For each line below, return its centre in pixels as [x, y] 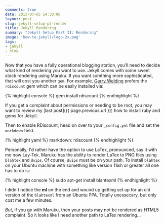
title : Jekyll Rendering [31, 28]
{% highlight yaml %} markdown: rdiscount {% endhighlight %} [69, 140]
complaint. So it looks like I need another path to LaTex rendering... [73, 215]
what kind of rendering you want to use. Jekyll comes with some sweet [78, 70]
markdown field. [20, 130]
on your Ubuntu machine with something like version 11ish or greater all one [82, 165]
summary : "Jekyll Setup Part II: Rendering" [52, 33]
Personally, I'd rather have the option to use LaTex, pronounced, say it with [81, 149]
